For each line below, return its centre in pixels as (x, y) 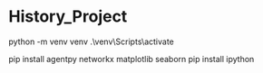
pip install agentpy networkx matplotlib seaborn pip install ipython (131, 59)
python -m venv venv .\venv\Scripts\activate (91, 41)
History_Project (68, 17)
